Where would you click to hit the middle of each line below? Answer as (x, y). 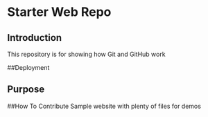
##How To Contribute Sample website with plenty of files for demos (104, 106)
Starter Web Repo (59, 12)
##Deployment (28, 67)
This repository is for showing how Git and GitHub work (86, 54)
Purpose (26, 90)
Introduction (35, 38)
